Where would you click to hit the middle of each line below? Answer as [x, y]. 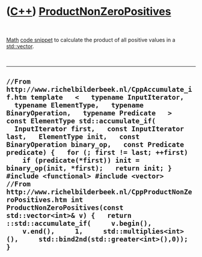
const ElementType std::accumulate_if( [81, 121]
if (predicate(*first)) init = [81, 161]
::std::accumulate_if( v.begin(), [79, 224]
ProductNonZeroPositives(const [65, 208]
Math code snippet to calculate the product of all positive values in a [91, 40]
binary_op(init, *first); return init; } [89, 168]
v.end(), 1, [53, 231]
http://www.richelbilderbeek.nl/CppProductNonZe [99, 192]
